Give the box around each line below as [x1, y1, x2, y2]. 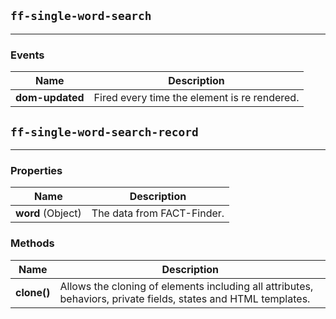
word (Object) [15, 206, 82, 220]
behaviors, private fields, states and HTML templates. [59, 291, 311, 305]
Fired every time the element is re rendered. [93, 91, 300, 105]
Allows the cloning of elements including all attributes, [59, 279, 314, 293]
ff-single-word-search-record [10, 125, 199, 139]
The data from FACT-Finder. [91, 206, 225, 220]
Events [10, 48, 45, 62]
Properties [10, 163, 63, 177]
